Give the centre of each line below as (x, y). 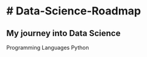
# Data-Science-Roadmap (74, 11)
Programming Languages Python (48, 47)
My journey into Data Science (63, 33)
